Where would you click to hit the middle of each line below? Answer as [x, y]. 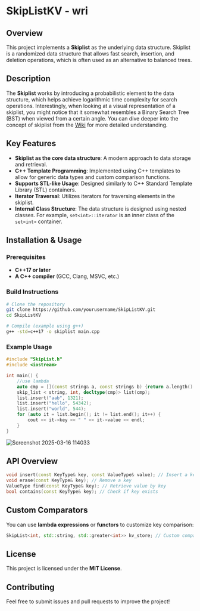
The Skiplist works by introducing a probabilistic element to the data [90, 93]
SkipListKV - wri [47, 11]
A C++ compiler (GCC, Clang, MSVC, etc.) [67, 276]
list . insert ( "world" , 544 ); [51, 409]
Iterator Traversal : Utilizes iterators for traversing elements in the [95, 196]
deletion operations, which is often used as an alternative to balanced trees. [99, 60]
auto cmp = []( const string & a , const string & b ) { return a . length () [105, 387]
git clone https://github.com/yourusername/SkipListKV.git [81, 310]
